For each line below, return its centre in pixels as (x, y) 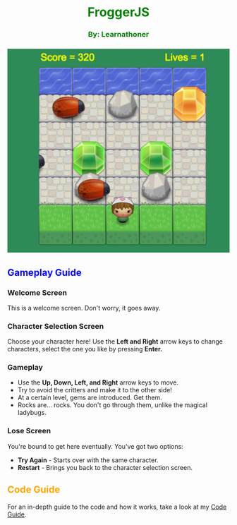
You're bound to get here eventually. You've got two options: (95, 446)
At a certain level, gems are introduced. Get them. (90, 398)
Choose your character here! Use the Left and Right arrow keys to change (115, 342)
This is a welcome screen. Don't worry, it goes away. (84, 308)
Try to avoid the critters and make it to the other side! (95, 390)
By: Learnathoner (119, 35)
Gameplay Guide (45, 272)
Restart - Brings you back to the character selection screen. (105, 467)
